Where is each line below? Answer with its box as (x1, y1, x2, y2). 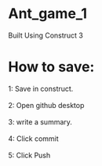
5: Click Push (8, 150, 51, 160)
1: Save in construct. (8, 84, 74, 93)
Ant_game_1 (8, 5, 88, 23)
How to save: (8, 58, 95, 76)
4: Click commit (8, 134, 59, 143)
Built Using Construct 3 (8, 31, 84, 40)
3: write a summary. (8, 117, 73, 126)
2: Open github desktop (8, 100, 85, 110)
